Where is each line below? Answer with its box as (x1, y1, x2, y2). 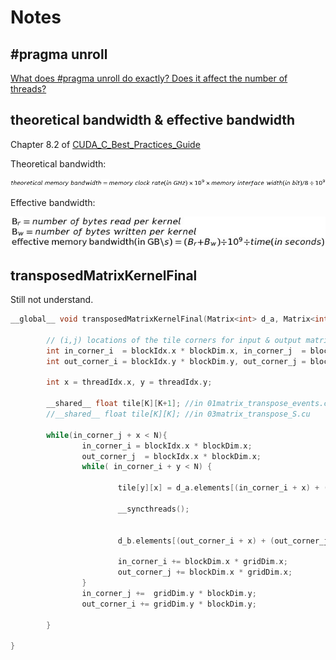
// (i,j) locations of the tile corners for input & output (46, 335, 302, 345)
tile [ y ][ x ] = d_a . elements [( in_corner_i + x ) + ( (117, 483, 329, 493)
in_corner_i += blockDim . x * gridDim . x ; (117, 557, 288, 567)
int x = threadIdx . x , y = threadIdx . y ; (46, 377, 213, 388)
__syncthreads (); (117, 504, 190, 514)
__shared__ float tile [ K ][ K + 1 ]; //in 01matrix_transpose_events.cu (46, 399, 333, 409)
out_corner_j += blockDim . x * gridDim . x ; (117, 567, 293, 578)
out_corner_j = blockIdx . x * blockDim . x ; (81, 451, 262, 461)
